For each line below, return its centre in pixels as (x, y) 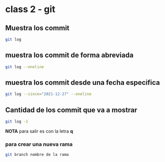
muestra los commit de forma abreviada (69, 55)
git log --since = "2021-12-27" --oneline (49, 94)
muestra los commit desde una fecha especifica (83, 83)
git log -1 (17, 122)
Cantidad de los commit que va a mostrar (71, 110)
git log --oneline (25, 67)
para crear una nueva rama (39, 144)
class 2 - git (30, 9)
